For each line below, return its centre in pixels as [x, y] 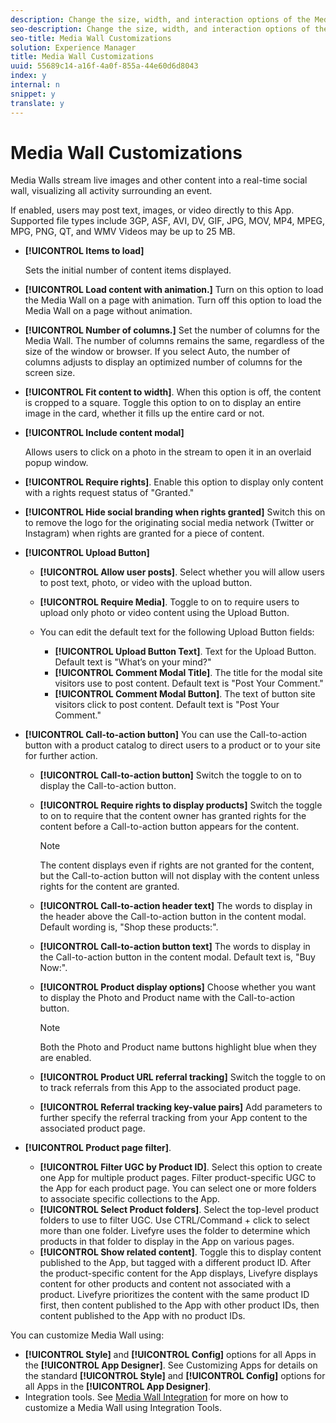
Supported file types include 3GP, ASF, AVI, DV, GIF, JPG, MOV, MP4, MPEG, [168, 221]
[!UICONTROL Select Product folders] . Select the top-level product [179, 1210]
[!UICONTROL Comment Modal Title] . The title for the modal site [188, 673]
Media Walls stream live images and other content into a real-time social [159, 180]
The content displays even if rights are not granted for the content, [177, 865]
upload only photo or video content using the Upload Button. [164, 613]
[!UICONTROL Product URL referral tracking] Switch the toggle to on [183, 1077]
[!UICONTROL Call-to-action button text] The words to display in [175, 947]
